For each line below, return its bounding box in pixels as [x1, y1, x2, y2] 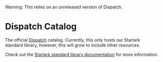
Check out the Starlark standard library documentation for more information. [5, 51, 159, 57]
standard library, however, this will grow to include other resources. [5, 42, 141, 48]
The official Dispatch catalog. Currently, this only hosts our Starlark [5, 37, 140, 43]
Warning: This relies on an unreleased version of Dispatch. [5, 4, 123, 10]
